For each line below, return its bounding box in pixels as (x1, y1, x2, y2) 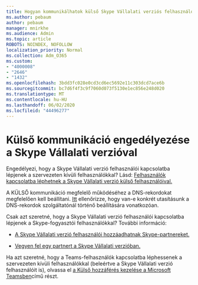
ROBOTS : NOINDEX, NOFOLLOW (6, 42, 72, 48)
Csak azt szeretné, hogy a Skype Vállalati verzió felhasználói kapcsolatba (6, 213, 184, 221)
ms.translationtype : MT (6, 91, 65, 97)
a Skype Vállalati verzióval (6, 145, 137, 159)
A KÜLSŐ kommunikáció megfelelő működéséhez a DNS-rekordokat (6, 189, 172, 196)
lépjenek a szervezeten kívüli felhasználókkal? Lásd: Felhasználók (6, 171, 166, 179)
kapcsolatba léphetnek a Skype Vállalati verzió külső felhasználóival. (6, 178, 173, 185)
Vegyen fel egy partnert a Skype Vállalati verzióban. (14, 242, 141, 250)
